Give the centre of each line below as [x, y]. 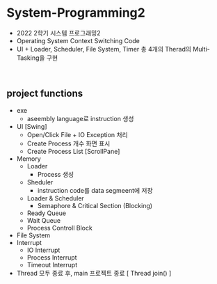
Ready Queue [47, 213]
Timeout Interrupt [52, 265]
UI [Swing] [32, 126]
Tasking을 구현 [37, 58]
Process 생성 [56, 174]
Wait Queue [44, 220]
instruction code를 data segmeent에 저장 [95, 190]
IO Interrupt [43, 250]
